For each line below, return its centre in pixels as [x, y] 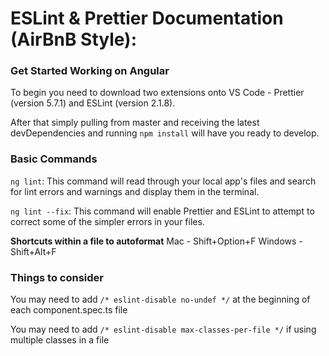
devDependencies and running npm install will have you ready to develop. [165, 133]
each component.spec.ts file [69, 310]
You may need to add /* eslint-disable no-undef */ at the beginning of [160, 299]
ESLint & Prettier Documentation [147, 18]
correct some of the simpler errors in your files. [107, 221]
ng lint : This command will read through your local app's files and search [163, 181]
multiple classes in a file [60, 340]
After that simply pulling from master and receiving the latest [135, 123]
